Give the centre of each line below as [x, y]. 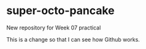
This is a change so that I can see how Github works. [73, 39]
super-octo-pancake [60, 11]
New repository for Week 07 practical [54, 28]
